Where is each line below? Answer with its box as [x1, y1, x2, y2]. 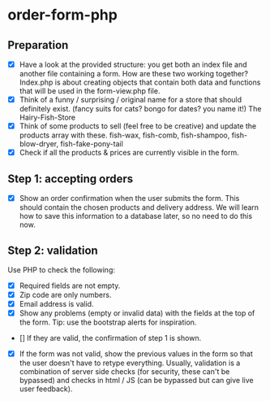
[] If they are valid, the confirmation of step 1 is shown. [19, 333, 202, 343]
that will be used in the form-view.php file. [19, 86, 161, 96]
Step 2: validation [7, 243, 98, 257]
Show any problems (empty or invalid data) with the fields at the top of [19, 308, 255, 318]
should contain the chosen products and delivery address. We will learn [19, 203, 259, 212]
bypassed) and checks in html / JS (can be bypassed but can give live [19, 376, 254, 386]
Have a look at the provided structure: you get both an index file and [19, 59, 247, 69]
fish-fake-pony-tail [59, 139, 123, 149]
